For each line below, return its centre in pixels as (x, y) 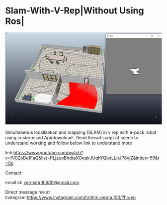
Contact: (14, 173)
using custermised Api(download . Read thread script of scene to (72, 137)
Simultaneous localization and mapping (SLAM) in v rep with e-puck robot (81, 132)
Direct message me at (28, 192)
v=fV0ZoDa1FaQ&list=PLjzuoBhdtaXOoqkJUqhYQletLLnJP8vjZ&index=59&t (82, 158)
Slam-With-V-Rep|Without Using (75, 11)
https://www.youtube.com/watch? (48, 152)
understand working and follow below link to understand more (69, 143)
